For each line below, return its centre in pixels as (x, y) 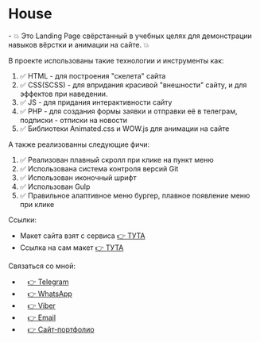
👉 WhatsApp (50, 294)
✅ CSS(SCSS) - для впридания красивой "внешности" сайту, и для (133, 85)
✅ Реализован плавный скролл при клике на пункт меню (117, 159)
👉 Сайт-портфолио (61, 329)
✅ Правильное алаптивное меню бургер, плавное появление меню (135, 195)
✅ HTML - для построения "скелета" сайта (93, 75)
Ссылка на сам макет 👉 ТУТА (72, 248)
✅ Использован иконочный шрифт (78, 177)
